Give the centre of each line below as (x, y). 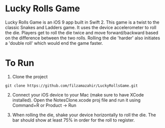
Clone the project (30, 76)
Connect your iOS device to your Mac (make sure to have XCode (78, 95)
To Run (20, 63)
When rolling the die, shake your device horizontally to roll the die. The (84, 115)
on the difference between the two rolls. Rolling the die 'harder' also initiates (83, 38)
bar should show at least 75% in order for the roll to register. (73, 120)
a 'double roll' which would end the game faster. (54, 43)
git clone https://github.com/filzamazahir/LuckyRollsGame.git (72, 86)
